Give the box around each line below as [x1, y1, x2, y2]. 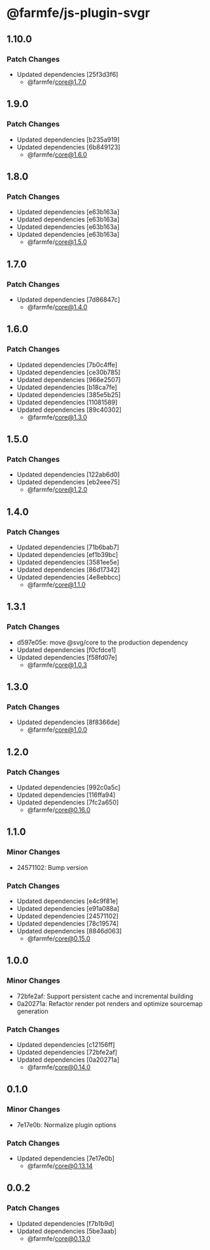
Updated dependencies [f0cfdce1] [16, 645, 117, 654]
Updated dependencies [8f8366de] [16, 718, 120, 727]
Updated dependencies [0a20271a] [16, 1055, 120, 1064]
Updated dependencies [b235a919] [16, 135, 120, 144]
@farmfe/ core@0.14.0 [27, 1063, 91, 1072]
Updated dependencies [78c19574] [16, 919, 119, 928]
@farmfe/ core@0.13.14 [27, 1162, 93, 1170]
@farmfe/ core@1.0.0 [27, 725, 88, 734]
